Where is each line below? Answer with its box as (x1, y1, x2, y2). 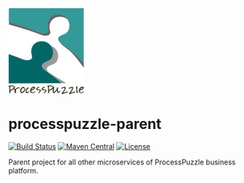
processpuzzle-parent (8, 115, 162, 133)
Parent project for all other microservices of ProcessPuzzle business (8, 157, 236, 167)
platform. (8, 165, 39, 175)
